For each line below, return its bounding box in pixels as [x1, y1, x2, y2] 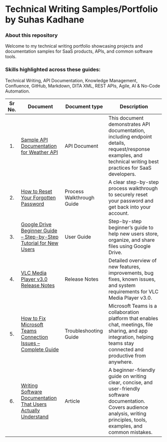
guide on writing [108, 372, 147, 379]
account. [108, 210, 129, 217]
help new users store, [108, 230, 159, 237]
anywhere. [108, 358, 133, 365]
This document [108, 114, 144, 121]
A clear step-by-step [108, 178, 159, 185]
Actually [20, 407, 40, 414]
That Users [20, 401, 47, 408]
